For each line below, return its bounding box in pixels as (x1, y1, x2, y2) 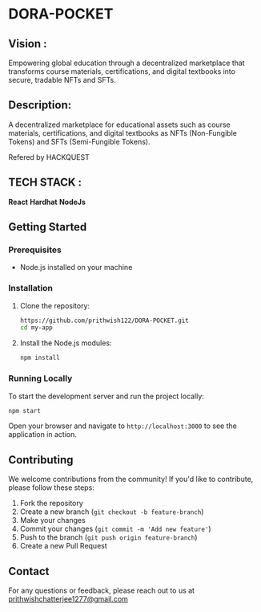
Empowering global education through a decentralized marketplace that (8, 58, 246, 67)
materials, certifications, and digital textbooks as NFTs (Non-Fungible (8, 128, 238, 137)
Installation (8, 283, 54, 294)
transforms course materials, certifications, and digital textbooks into (8, 67, 236, 76)
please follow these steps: (8, 483, 94, 492)
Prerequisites (8, 244, 62, 255)
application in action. (8, 430, 78, 439)
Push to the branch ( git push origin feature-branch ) (19, 532, 198, 542)
